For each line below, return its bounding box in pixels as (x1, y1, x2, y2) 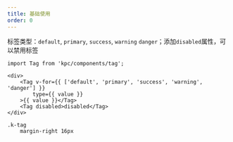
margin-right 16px (20, 127, 74, 134)
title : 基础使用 (7, 10, 51, 18)
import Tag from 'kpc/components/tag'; (7, 60, 125, 67)
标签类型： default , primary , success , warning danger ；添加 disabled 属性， (7, 37, 220, 46)
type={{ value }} (32, 91, 83, 98)
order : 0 (7, 17, 33, 24)
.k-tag (7, 121, 27, 129)
